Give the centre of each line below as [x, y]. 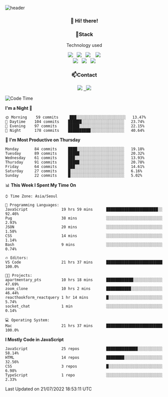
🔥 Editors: [17, 258]
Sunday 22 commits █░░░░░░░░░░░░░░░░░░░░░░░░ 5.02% [74, 175]
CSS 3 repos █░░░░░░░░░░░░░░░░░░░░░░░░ [84, 366]
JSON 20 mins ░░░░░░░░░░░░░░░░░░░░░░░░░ [84, 227]
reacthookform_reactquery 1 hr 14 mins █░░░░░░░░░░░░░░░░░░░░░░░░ [84, 297]
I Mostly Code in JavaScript [35, 339]
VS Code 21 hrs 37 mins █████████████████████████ [84, 262]
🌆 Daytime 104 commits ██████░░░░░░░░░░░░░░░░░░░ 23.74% [75, 122]
